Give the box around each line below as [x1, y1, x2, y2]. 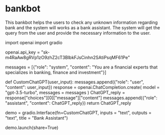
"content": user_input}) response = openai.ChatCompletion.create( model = [5, 84, 160, 90]
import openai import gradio [5, 39, 63, 45]
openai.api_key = [5, 49, 40, 55]
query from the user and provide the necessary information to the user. [5, 30, 151, 36]
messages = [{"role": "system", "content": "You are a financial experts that [5, 64, 158, 70]
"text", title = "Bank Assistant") [5, 115, 68, 121]
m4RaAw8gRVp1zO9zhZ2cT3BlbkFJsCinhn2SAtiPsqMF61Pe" [5, 54, 130, 60]
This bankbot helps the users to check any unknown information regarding [5, 19, 158, 25]
